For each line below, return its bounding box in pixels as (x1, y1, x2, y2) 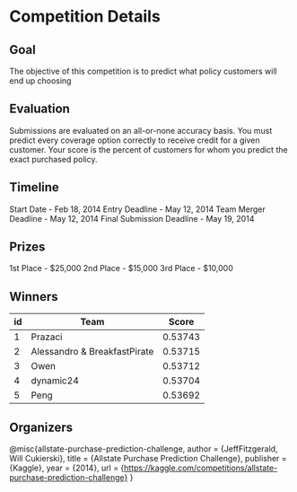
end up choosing (9, 75, 72, 86)
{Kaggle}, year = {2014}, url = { (9, 462, 125, 473)
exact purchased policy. (9, 154, 98, 164)
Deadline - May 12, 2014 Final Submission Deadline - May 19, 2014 (9, 213, 255, 224)
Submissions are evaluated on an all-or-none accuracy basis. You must (9, 125, 273, 136)
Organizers (9, 419, 74, 435)
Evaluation (9, 101, 70, 117)
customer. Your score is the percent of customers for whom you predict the (9, 144, 289, 154)
